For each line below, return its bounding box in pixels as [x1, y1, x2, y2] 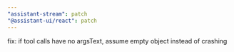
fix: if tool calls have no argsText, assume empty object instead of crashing [7, 36, 228, 45]
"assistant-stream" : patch [7, 10, 88, 18]
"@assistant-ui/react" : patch [7, 17, 98, 24]
